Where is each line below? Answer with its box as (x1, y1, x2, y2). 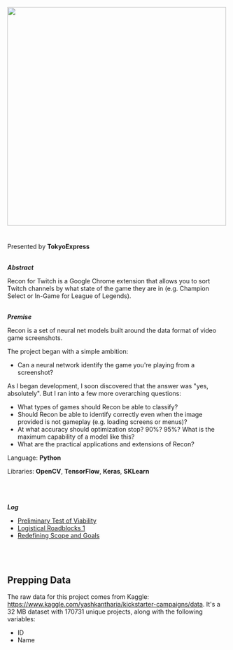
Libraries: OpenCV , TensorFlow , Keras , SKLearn (7, 467, 150, 476)
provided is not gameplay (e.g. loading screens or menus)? (17, 418, 188, 426)
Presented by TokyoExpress (7, 242, 90, 251)
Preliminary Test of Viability (17, 516, 97, 525)
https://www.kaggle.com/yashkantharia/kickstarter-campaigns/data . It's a (7, 600, 220, 608)
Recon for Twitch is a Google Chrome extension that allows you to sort (7, 277, 211, 285)
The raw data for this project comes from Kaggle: (7, 593, 149, 601)
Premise (7, 313, 32, 321)
